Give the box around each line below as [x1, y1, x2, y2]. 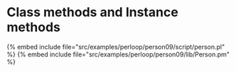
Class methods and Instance [6, 4, 178, 20]
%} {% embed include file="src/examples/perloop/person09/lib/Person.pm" [6, 50, 230, 59]
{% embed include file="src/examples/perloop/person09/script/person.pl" [6, 42, 225, 51]
